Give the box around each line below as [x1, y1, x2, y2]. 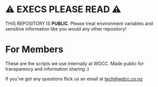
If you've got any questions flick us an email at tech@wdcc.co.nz [5, 75, 143, 82]
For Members [5, 44, 64, 55]
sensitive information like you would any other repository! [5, 25, 127, 32]
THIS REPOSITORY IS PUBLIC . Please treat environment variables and [5, 20, 153, 26]
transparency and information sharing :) [5, 66, 89, 72]
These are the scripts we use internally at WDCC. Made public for [5, 60, 144, 67]
